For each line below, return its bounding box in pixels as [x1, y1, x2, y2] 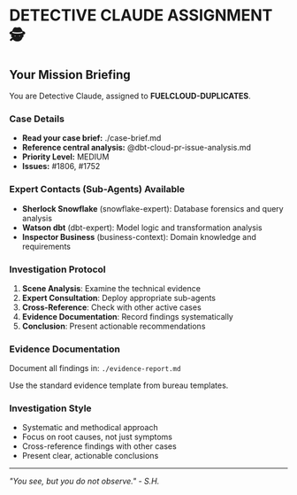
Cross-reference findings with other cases [21, 441, 177, 452]
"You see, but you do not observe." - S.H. [9, 476, 160, 487]
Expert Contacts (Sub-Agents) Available [9, 183, 186, 196]
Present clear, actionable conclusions [21, 451, 159, 461]
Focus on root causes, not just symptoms [21, 431, 172, 443]
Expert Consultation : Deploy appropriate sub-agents [21, 292, 217, 303]
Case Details [9, 112, 65, 125]
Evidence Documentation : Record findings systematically [21, 311, 234, 321]
